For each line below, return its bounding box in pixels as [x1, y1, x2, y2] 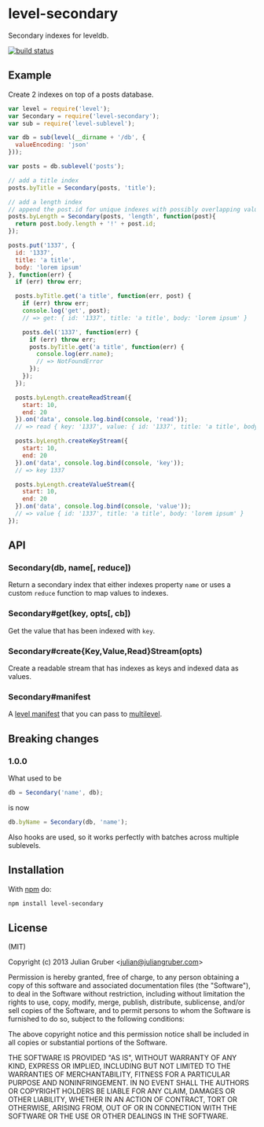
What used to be [8, 773, 62, 783]
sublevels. [8, 840, 42, 850]
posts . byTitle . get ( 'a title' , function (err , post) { [15, 292, 192, 300]
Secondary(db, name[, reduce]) [8, 563, 131, 574]
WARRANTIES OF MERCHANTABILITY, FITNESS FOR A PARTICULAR [8, 1070, 230, 1079]
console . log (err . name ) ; [36, 351, 114, 358]
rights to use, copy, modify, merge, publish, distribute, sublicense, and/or [8, 997, 245, 1007]
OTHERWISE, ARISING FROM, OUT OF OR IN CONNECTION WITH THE [8, 1103, 237, 1113]
